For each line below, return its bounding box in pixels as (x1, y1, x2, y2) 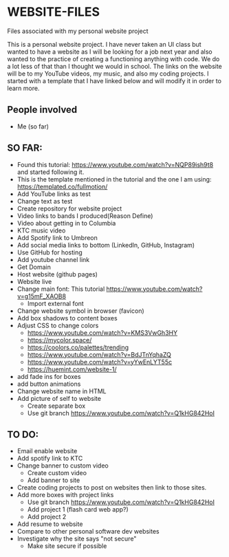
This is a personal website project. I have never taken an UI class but (7, 40, 201, 48)
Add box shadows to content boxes (17, 314, 118, 322)
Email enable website (17, 447, 78, 455)
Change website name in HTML (17, 386, 107, 395)
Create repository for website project (17, 204, 122, 212)
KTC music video (17, 226, 66, 234)
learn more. (7, 84, 40, 92)
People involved (7, 104, 78, 116)
